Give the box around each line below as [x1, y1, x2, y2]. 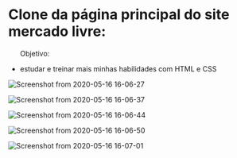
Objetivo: [19, 48, 50, 58]
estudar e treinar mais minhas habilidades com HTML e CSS [19, 64, 217, 73]
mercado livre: [8, 22, 107, 40]
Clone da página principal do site [8, 6, 230, 24]
